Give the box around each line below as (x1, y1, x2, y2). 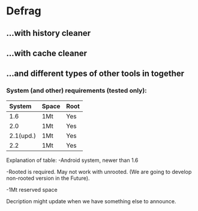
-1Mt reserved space (6, 186, 58, 193)
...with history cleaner (6, 28, 91, 38)
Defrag (6, 4, 42, 18)
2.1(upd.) (9, 132, 36, 140)
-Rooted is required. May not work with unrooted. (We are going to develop (6, 168, 192, 175)
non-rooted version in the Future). (6, 175, 90, 182)
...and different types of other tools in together (6, 69, 185, 79)
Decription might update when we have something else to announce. (6, 197, 176, 204)
